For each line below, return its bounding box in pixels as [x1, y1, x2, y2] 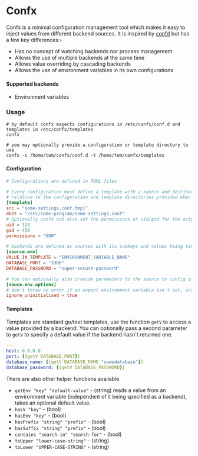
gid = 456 [6, 227, 31, 233]
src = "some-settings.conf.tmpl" [6, 205, 88, 211]
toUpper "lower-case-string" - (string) [14, 436, 110, 444]
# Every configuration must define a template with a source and [6, 189, 170, 195]
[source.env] [6, 249, 38, 255]
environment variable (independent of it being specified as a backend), [14, 393, 187, 400]
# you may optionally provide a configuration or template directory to [6, 142, 189, 148]
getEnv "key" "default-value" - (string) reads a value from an [14, 386, 166, 394]
